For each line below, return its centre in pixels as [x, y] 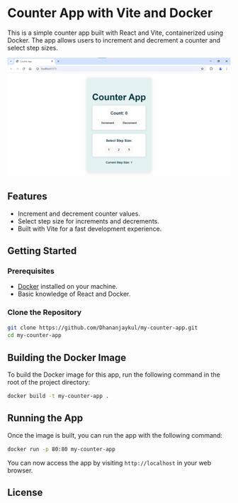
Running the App [45, 418]
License [25, 492]
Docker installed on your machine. [68, 287]
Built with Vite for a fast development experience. [90, 228]
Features [27, 197]
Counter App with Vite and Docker [110, 13]
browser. [20, 470]
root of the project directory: [49, 382]
